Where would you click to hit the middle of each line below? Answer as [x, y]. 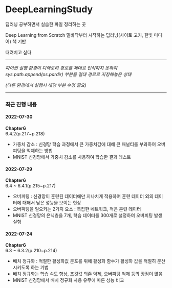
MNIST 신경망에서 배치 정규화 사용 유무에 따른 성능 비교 [68, 280]
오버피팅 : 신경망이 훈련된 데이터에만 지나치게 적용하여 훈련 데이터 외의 [83, 196]
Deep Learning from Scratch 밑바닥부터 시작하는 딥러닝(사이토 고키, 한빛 [79, 35]
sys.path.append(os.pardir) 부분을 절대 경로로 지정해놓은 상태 [68, 74]
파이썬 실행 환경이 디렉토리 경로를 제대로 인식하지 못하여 [61, 68]
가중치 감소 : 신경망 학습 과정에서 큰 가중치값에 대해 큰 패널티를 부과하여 [84, 145]
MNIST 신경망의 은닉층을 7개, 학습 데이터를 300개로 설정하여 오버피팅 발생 [88, 215]
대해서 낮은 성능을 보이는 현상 [52, 203]
